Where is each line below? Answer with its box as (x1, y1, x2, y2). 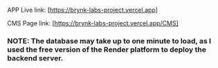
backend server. (7, 53, 64, 63)
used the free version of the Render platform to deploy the (7, 45, 206, 54)
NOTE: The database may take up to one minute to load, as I (7, 36, 212, 45)
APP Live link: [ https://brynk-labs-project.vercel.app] (7, 6, 158, 14)
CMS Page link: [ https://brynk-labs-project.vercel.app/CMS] (7, 19, 179, 27)
